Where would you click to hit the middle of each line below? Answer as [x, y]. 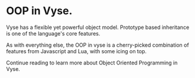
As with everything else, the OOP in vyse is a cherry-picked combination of [97, 45]
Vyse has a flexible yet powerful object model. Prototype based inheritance [98, 27]
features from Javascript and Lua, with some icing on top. [76, 51]
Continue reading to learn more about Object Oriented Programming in [92, 63]
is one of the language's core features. [53, 33]
